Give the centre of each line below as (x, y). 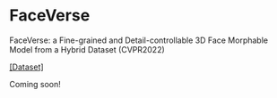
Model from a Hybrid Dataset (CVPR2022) (87, 49)
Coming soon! (35, 84)
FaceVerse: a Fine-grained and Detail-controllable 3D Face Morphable (139, 40)
